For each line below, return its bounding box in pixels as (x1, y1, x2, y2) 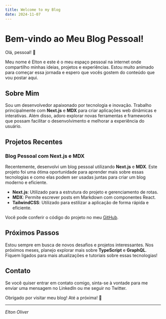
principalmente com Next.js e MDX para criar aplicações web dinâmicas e (5, 107, 157, 114)
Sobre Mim (5, 89, 40, 97)
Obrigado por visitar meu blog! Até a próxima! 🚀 (5, 295, 102, 301)
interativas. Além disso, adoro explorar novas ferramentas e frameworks (5, 113, 152, 119)
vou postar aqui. (5, 75, 39, 81)
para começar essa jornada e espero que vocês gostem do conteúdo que (5, 70, 155, 76)
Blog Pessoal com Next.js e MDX (5, 152, 85, 159)
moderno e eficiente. (5, 179, 48, 185)
